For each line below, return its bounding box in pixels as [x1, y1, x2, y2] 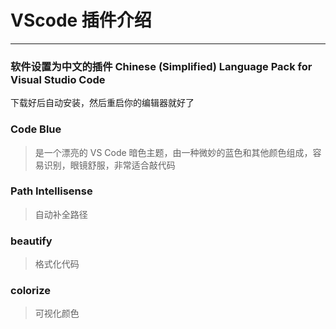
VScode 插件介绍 [10, 9, 152, 32]
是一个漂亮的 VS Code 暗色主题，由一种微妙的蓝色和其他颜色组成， [34, 146, 313, 158]
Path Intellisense [10, 184, 93, 198]
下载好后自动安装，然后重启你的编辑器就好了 [10, 97, 195, 109]
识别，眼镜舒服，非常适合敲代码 [43, 159, 176, 171]
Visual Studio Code [10, 72, 106, 86]
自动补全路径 [34, 208, 88, 220]
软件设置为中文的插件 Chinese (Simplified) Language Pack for [10, 59, 313, 73]
